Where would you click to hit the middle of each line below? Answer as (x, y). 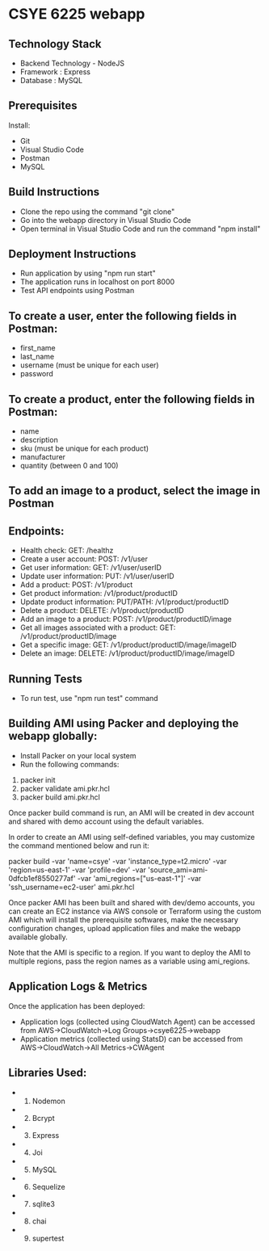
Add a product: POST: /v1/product (76, 585)
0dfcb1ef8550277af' (42, 878)
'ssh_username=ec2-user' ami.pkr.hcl (71, 887)
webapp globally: (53, 736)
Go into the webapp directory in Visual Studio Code (105, 220)
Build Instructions (54, 192)
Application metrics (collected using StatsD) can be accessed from (132, 1039)
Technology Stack (55, 44)
